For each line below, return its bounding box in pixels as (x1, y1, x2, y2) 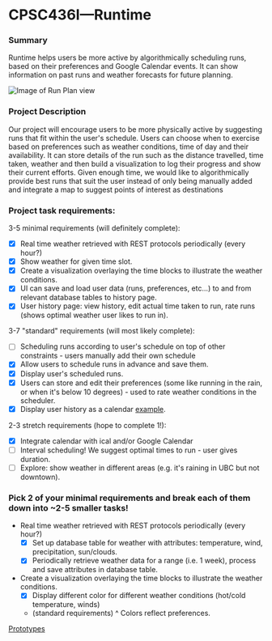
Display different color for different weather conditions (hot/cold (32, 591, 246, 601)
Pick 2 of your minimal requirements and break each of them (8, 492, 251, 503)
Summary (8, 35, 49, 46)
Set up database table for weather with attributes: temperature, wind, (32, 538, 263, 548)
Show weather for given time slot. (19, 257, 133, 266)
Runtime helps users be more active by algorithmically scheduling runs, (8, 53, 247, 62)
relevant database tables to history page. (19, 293, 158, 303)
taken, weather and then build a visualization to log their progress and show (8, 159, 261, 168)
